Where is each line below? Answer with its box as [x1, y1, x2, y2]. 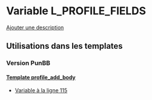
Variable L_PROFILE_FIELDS [6, 4, 146, 18]
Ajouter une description [6, 24, 64, 31]
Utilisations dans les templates [6, 41, 123, 51]
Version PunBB [6, 59, 51, 67]
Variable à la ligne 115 [14, 87, 67, 94]
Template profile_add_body [6, 73, 76, 81]
